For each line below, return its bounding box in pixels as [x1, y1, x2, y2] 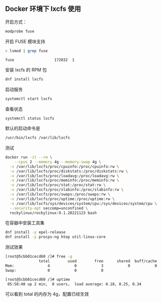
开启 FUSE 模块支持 [5, 38, 45, 44]
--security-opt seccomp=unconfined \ [9, 205, 88, 210]
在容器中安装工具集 [5, 220, 45, 226]
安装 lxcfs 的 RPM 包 [5, 67, 47, 73]
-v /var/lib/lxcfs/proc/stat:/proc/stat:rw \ [9, 183, 106, 188]
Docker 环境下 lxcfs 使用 [5, 4, 81, 13]
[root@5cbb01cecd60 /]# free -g [5, 254, 72, 259]
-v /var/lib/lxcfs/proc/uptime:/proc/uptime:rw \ [9, 196, 115, 201]
